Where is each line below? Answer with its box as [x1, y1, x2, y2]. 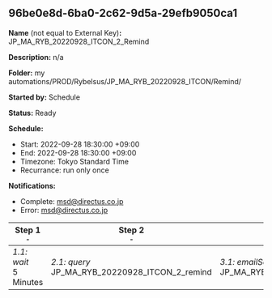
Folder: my [8, 68, 45, 78]
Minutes [12, 276, 44, 287]
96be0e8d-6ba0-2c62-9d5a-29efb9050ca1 [8, 6, 237, 20]
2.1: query [51, 256, 91, 267]
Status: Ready [8, 108, 57, 117]
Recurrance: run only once [19, 165, 109, 175]
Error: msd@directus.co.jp [19, 205, 108, 215]
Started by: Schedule [8, 92, 81, 102]
